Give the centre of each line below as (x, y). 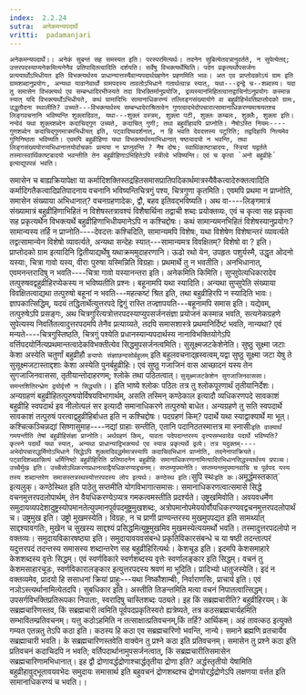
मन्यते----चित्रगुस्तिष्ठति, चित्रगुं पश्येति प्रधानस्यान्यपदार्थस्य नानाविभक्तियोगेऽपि (120, 335)
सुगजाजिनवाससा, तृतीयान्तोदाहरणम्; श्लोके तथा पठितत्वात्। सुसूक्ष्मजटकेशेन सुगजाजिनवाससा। (138, 376)
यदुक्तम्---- (239, 444)
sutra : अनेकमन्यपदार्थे (44, 26)
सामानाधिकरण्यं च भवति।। (49, 682)
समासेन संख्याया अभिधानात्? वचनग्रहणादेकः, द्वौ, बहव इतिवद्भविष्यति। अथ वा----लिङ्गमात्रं (140, 201)
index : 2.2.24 (38, 18)
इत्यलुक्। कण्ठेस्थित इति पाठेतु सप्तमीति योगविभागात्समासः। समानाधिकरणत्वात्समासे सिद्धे (136, 487)
